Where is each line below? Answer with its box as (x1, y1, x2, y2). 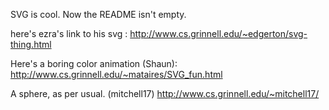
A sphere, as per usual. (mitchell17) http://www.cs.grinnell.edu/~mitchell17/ (10, 88, 320, 99)
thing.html (10, 39, 52, 50)
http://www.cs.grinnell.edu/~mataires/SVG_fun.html (10, 69, 223, 80)
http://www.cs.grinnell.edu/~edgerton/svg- (129, 28, 308, 39)
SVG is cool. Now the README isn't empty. (10, 9, 187, 20)
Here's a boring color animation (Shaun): (10, 58, 178, 69)
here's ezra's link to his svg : (10, 28, 128, 39)
